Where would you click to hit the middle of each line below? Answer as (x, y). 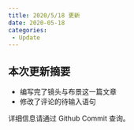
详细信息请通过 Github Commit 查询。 (69, 118)
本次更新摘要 (39, 71)
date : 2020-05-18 (37, 23)
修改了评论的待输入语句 (58, 102)
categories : (28, 30)
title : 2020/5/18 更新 (44, 15)
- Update (26, 37)
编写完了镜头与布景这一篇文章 (68, 92)
